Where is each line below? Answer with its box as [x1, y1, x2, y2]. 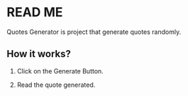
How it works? [6, 48, 72, 60]
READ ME [6, 4, 63, 20]
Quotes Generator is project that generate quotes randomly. [6, 28, 182, 36]
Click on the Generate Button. [16, 66, 104, 75]
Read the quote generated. [16, 80, 96, 89]
